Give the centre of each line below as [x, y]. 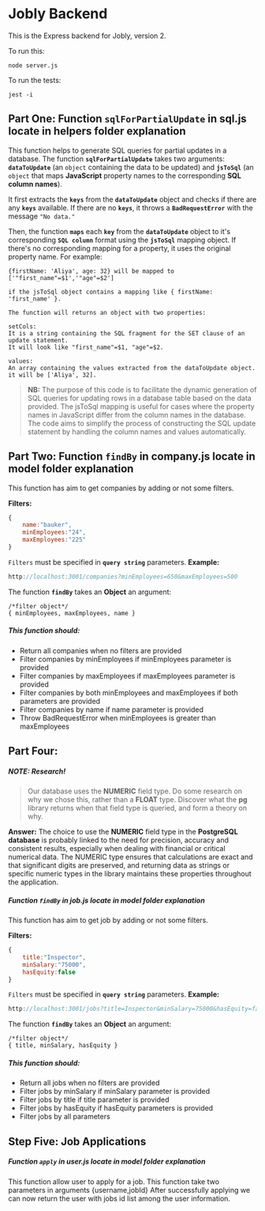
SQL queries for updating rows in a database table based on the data [140, 398]
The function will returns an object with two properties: [107, 312]
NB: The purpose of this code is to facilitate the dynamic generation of [142, 389]
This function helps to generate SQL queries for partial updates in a [118, 150]
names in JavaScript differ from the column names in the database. [137, 414]
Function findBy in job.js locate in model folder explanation [106, 900]
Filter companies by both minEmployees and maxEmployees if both [129, 692]
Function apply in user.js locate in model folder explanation [107, 1162]
